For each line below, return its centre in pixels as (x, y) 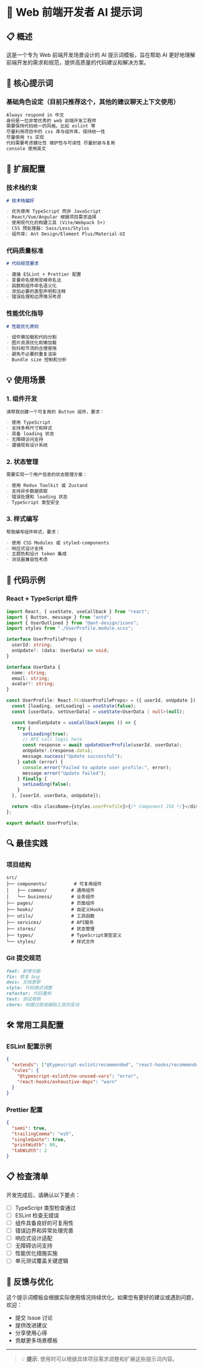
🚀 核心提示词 (30, 83)
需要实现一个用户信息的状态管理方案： (47, 475)
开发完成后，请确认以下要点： (43, 1195)
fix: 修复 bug (23, 976)
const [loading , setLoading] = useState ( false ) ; (74, 706)
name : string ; (29, 673)
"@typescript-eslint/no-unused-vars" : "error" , (78, 1076)
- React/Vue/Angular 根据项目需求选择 (51, 217)
